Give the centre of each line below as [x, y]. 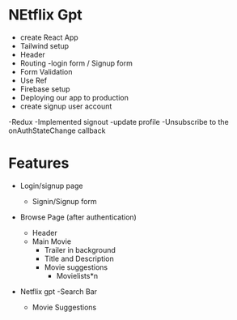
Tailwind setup [44, 45]
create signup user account [66, 106]
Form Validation [46, 71]
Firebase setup [45, 89]
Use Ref [33, 80]
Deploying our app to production [74, 97]
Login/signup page [51, 186]
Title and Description [79, 258]
